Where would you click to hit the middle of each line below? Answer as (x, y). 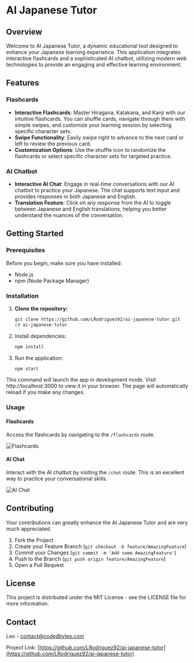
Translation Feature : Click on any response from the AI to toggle (93, 202)
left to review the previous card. (53, 144)
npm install (29, 346)
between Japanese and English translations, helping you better (91, 209)
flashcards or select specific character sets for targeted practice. (93, 156)
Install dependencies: (40, 336)
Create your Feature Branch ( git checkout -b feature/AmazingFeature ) (101, 546)
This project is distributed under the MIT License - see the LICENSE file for (96, 597)
